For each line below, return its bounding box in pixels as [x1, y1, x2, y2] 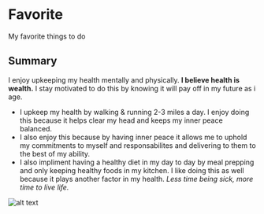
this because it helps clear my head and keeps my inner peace [19, 116, 223, 125]
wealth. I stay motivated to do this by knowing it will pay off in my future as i [8, 83, 256, 93]
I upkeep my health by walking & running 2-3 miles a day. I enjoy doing [19, 107, 250, 116]
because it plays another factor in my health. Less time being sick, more [19, 174, 254, 183]
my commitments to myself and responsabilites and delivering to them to [19, 140, 256, 150]
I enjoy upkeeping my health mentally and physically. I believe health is [8, 75, 240, 84]
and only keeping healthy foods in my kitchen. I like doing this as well [19, 165, 244, 175]
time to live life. [19, 183, 69, 192]
